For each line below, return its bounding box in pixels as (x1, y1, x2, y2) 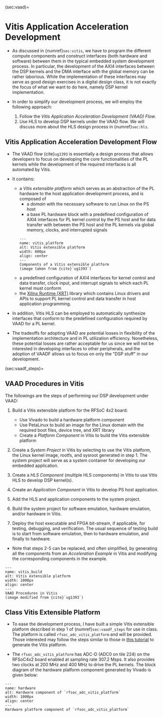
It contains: (12, 176, 35, 182)
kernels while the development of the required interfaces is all (12, 161, 136, 167)
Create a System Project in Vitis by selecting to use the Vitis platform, (12, 447, 151, 453)
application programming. (19, 300, 72, 307)
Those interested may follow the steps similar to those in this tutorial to (12, 637, 154, 643)
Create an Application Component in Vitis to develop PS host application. (12, 486, 159, 492)
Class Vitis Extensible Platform (5, 608, 101, 616)
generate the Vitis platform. (12, 642, 67, 648)
